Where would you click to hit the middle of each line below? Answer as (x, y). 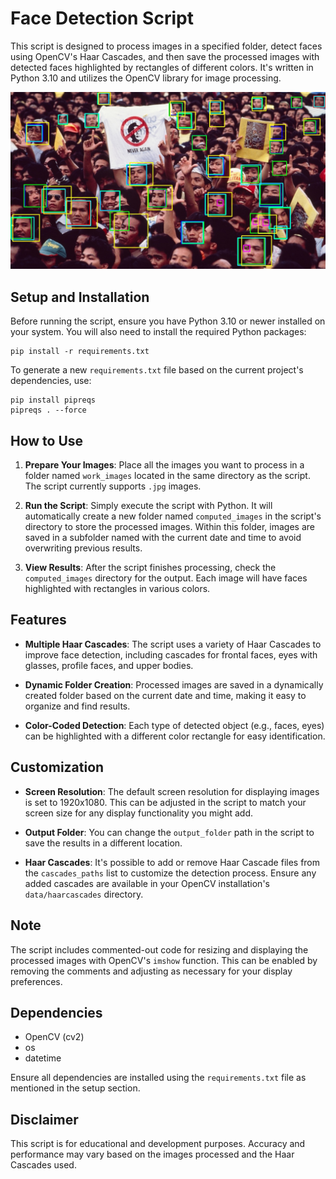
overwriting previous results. (83, 548)
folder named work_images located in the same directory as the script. (167, 476)
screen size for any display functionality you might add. (138, 813)
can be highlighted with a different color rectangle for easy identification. (175, 736)
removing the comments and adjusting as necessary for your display (151, 971)
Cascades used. (43, 1165)
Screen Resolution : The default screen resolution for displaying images (172, 791)
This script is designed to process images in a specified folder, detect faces (166, 46)
